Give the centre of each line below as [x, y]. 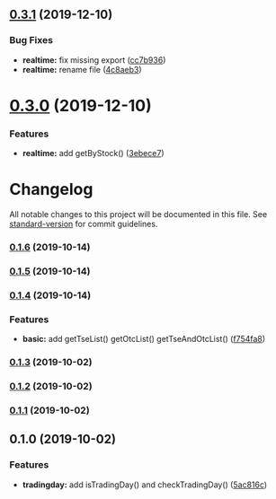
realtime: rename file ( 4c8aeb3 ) [82, 69]
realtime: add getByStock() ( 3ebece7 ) [93, 153]
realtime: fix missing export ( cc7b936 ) [94, 60]
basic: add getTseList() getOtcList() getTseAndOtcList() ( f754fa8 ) [144, 339]
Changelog [51, 190]
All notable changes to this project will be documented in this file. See [138, 214]
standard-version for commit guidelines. [84, 224]
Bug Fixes [31, 40]
